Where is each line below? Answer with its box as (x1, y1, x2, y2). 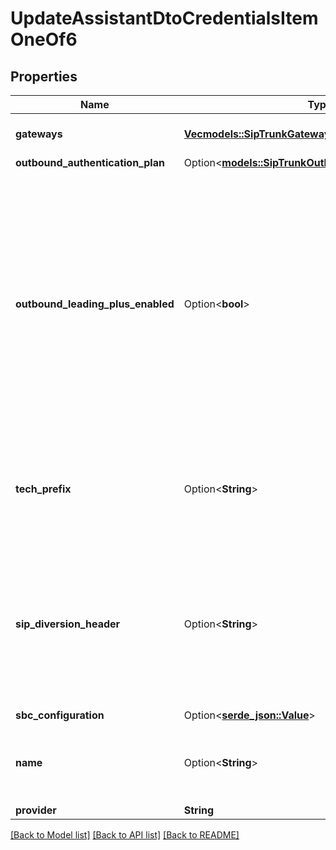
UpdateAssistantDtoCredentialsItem (10, 7, 319, 30)
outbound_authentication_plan (15, 156, 165, 169)
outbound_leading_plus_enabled (15, 297, 175, 311)
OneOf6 (10, 28, 78, 51)
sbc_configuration (15, 708, 105, 722)
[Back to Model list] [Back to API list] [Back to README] (10, 829, 240, 841)
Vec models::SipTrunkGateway (183, 127, 331, 141)
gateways (15, 127, 63, 141)
